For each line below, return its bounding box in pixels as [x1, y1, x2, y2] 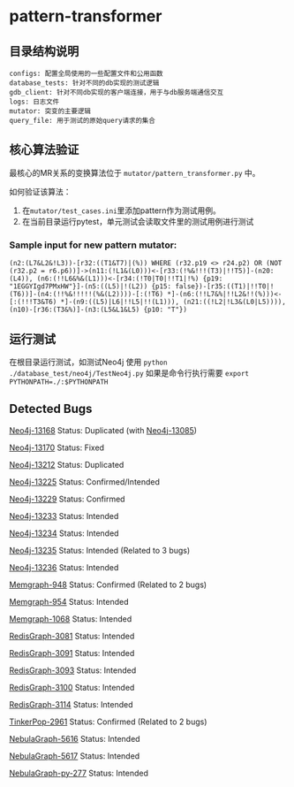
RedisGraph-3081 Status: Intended [9, 630, 135, 641]
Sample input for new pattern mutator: [9, 239, 177, 251]
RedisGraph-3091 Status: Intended [9, 647, 135, 658]
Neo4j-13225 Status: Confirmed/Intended [9, 476, 161, 487]
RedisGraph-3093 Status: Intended [9, 665, 137, 676]
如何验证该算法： [9, 186, 72, 196]
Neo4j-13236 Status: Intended [9, 562, 119, 572]
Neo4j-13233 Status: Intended [9, 510, 119, 521]
